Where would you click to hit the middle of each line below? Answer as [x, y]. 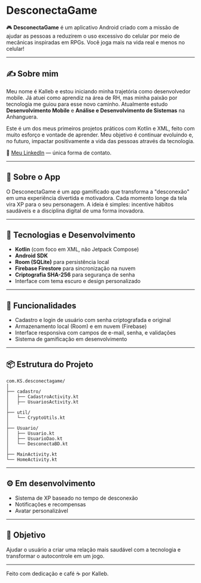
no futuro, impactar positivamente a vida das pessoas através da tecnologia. [100, 141]
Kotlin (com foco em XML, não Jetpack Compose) [77, 250]
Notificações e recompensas [50, 504]
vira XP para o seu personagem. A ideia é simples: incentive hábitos [90, 204]
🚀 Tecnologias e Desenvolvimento [71, 235]
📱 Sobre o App [33, 177]
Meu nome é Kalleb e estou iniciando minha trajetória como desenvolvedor [98, 91]
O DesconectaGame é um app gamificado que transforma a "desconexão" [98, 192]
